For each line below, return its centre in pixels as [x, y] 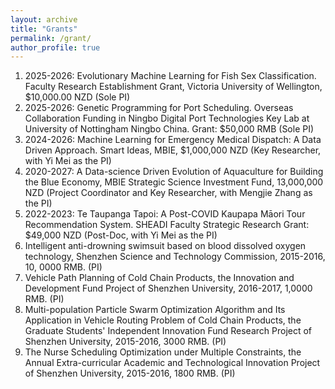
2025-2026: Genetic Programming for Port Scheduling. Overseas [159, 108]
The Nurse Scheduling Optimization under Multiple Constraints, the [163, 352]
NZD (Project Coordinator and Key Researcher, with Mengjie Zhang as [168, 193]
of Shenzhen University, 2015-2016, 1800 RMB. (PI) [130, 373]
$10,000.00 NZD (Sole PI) [77, 97]
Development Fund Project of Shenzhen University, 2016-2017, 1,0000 [168, 288]
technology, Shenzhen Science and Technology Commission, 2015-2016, [175, 257]
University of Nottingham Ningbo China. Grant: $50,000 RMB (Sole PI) [169, 129]
